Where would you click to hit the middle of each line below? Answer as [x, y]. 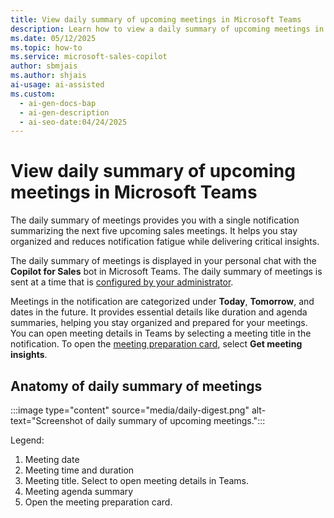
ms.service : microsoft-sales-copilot [89, 57]
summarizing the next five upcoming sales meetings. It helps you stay [154, 231]
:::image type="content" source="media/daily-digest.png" [130, 410]
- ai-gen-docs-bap [58, 103]
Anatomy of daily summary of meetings [136, 386]
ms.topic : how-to [46, 47]
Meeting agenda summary [79, 491]
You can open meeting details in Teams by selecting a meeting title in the [161, 333]
